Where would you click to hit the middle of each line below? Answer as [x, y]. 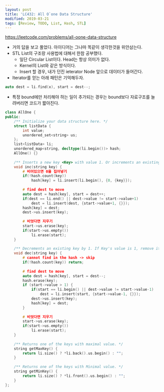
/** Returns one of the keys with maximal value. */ [69, 344]
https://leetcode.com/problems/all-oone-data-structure [61, 37]
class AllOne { [20, 112]
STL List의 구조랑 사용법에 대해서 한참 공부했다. [57, 53]
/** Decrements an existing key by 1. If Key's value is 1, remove [84, 249]
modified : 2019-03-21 [27, 19]
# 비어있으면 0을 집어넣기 [45, 172]
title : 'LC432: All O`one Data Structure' [49, 14]
